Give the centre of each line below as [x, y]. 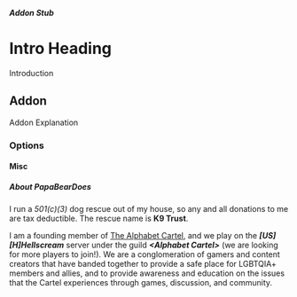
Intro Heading [61, 49]
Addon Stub [32, 13]
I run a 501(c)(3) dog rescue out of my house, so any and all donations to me [149, 209]
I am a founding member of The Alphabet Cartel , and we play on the [133, 236]
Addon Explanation [44, 122]
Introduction [31, 73]
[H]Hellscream [37, 245]
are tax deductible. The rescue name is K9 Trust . [99, 219]
